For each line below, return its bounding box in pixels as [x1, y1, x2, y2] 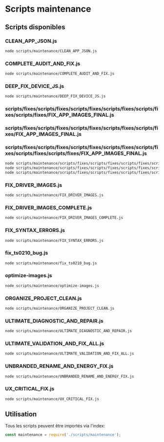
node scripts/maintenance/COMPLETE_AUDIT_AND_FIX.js [5, 71, 115, 76]
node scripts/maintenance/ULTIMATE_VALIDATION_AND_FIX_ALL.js [5, 351, 134, 356]
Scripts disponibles [5, 23, 65, 31]
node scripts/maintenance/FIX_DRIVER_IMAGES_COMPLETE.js [5, 215, 123, 220]
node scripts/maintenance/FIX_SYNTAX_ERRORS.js [5, 238, 104, 243]
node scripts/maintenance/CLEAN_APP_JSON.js [5, 48, 97, 53]
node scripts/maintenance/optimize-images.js [5, 283, 99, 288]
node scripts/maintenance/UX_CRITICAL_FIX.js [5, 397, 99, 401]
